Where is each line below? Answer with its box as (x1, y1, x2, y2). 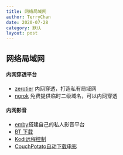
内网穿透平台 (6, 71, 37, 78)
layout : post (6, 30, 38, 36)
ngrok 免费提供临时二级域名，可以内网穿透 (14, 92, 118, 99)
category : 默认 (6, 25, 42, 31)
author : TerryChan (6, 14, 51, 20)
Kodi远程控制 (14, 135, 47, 142)
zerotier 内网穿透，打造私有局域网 (14, 85, 97, 92)
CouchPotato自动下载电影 (14, 143, 77, 150)
